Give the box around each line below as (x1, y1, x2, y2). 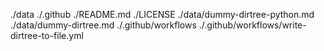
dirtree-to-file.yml (10, 30, 84, 41)
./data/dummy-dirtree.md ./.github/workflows (10, 19, 197, 31)
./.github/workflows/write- (198, 19, 307, 31)
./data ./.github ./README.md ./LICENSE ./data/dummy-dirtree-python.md (10, 9, 315, 20)
